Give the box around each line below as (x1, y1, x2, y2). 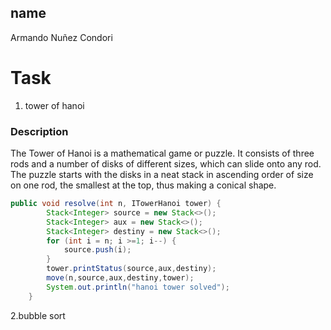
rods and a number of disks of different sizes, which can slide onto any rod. (10, 158, 322, 170)
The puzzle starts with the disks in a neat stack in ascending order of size (10, 169, 314, 181)
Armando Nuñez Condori (10, 31, 113, 43)
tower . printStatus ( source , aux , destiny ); (46, 264, 217, 274)
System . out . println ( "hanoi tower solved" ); (46, 282, 230, 292)
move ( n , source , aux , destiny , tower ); (46, 273, 195, 283)
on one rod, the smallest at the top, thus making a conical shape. (10, 179, 277, 191)
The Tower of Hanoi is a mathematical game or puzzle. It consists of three (10, 147, 315, 160)
